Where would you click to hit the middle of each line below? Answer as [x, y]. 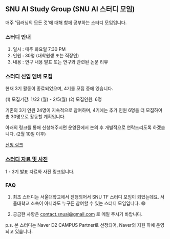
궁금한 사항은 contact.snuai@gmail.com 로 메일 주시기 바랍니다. [78, 214]
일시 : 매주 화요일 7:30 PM [39, 49]
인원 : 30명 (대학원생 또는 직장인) [46, 56]
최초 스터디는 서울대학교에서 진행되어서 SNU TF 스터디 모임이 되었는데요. [86, 197]
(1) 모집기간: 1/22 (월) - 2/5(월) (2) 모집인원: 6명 [54, 99]
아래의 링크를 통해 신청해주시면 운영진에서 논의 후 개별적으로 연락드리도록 [79, 127]
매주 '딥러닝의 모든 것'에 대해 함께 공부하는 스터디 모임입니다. [66, 23]
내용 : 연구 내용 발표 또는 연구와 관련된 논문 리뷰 [60, 62]
